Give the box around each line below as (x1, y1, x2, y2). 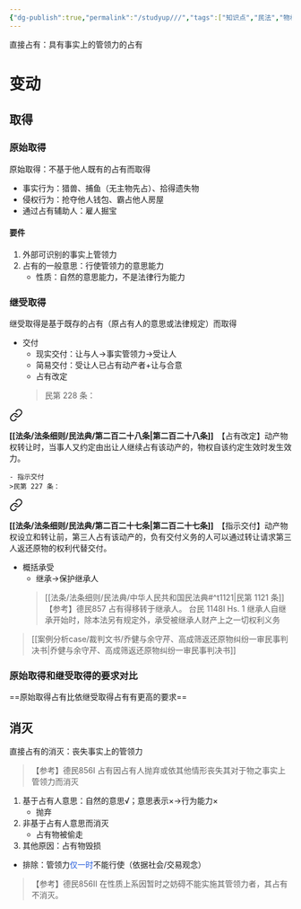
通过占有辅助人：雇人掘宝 (21, 205, 117, 216)
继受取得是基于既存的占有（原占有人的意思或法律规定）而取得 (9, 318, 237, 329)
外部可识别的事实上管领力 (21, 249, 117, 260)
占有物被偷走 (35, 829, 83, 840)
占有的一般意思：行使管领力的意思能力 (21, 260, 164, 270)
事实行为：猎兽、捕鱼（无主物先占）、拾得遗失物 (21, 182, 200, 193)
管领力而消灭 (30, 776, 79, 787)
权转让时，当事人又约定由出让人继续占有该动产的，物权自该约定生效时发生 (9, 442, 284, 452)
